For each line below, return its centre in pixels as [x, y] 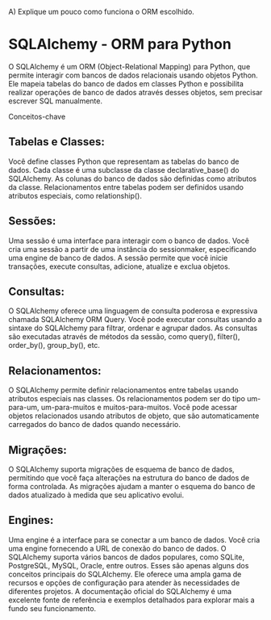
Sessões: [32, 221]
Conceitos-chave [37, 116]
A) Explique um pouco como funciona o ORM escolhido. [102, 12]
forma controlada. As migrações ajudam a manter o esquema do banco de [132, 486]
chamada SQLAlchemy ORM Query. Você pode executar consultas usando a [135, 320]
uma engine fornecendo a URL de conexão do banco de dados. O [117, 548]
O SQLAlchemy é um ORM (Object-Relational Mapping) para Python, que [129, 66]
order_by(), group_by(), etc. [54, 346]
